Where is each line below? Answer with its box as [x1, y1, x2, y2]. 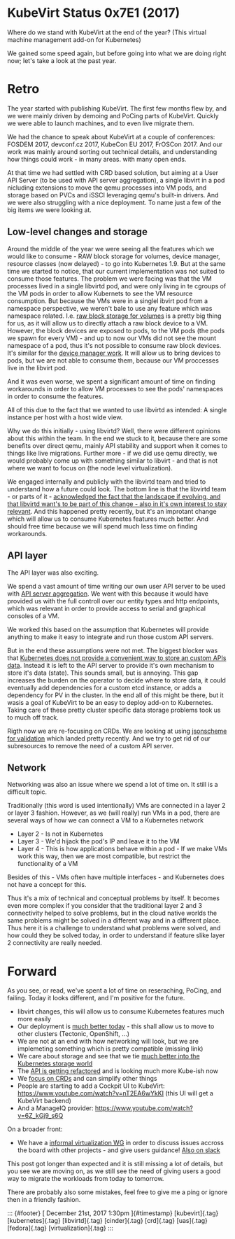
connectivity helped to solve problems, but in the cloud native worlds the [7, 909, 218, 918]
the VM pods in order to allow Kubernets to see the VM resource [7, 289, 193, 297]
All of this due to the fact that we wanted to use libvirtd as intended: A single [7, 405, 227, 414]
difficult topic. [7, 787, 48, 796]
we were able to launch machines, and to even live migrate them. [7, 119, 194, 127]
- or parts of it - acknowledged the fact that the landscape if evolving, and [7, 492, 221, 500]
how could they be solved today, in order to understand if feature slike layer [7, 931, 225, 939]
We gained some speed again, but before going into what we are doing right [7, 49, 227, 57]
